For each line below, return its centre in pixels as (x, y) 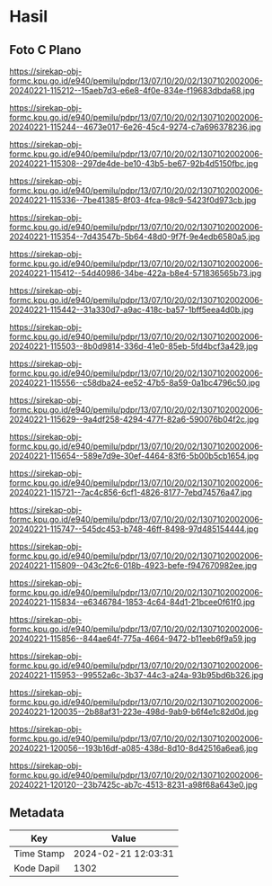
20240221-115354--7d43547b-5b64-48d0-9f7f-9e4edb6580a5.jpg (135, 237)
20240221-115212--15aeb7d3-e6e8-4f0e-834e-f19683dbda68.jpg (132, 90)
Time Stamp (39, 854)
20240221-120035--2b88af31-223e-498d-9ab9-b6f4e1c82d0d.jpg (134, 711)
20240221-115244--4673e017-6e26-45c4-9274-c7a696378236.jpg (136, 127)
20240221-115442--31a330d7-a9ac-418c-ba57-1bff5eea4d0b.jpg (132, 309)
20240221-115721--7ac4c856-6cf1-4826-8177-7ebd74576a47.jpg (131, 492)
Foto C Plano (45, 50)
